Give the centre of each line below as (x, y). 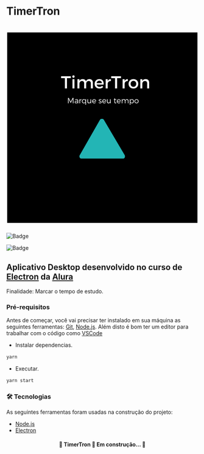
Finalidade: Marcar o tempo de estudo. (55, 291)
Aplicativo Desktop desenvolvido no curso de (94, 267)
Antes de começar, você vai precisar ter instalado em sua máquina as (93, 321)
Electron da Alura (40, 276)
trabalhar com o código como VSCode (55, 333)
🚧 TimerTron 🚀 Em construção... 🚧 (102, 444)
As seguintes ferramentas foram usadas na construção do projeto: (90, 412)
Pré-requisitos (28, 307)
